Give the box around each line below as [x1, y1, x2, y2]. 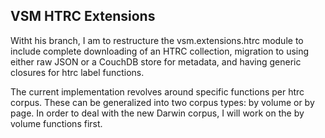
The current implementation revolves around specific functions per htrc [10, 85, 305, 98]
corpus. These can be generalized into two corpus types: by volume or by [10, 96, 315, 108]
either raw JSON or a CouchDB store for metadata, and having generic [10, 55, 302, 68]
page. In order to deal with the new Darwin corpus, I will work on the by [10, 107, 305, 119]
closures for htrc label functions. [10, 66, 145, 78]
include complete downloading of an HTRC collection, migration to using [10, 45, 310, 57]
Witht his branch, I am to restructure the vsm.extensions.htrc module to [10, 34, 304, 46]
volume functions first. [10, 117, 103, 129]
